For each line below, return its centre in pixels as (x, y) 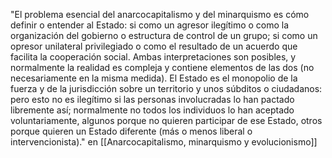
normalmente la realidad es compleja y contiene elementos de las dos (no (162, 67)
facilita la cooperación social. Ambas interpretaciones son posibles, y (153, 57)
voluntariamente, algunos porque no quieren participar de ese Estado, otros (166, 120)
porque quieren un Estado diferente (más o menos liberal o (131, 131)
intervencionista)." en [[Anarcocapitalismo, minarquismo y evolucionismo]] (164, 142)
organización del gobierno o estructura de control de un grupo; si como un (164, 35)
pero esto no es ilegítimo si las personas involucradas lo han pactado (152, 99)
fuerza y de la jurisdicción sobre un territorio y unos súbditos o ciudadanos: (166, 88)
